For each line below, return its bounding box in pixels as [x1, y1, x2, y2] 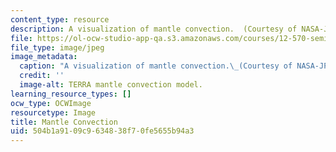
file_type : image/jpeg [10, 42, 105, 53]
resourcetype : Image [10, 107, 97, 118]
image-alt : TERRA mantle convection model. [19, 80, 203, 90]
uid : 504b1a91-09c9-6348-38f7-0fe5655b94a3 [10, 126, 195, 136]
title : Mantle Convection [10, 117, 118, 127]
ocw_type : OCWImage [10, 98, 92, 108]
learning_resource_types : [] [10, 89, 132, 99]
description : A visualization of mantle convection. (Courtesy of [10, 24, 298, 34]
